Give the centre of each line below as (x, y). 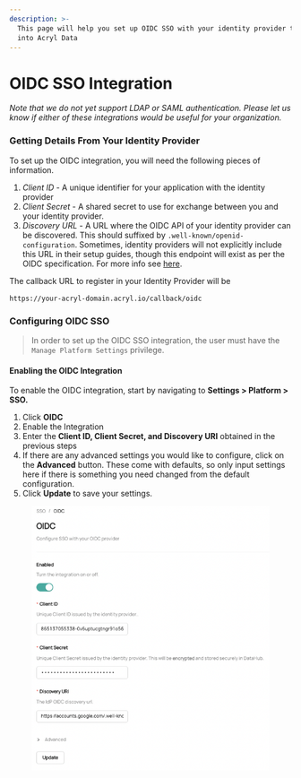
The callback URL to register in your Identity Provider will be (120, 281)
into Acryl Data (47, 38)
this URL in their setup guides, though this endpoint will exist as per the (153, 254)
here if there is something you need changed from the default (136, 474)
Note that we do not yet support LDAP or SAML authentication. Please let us (150, 108)
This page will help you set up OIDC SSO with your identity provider (152, 28)
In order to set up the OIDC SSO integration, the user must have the (155, 340)
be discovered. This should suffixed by (94, 235)
